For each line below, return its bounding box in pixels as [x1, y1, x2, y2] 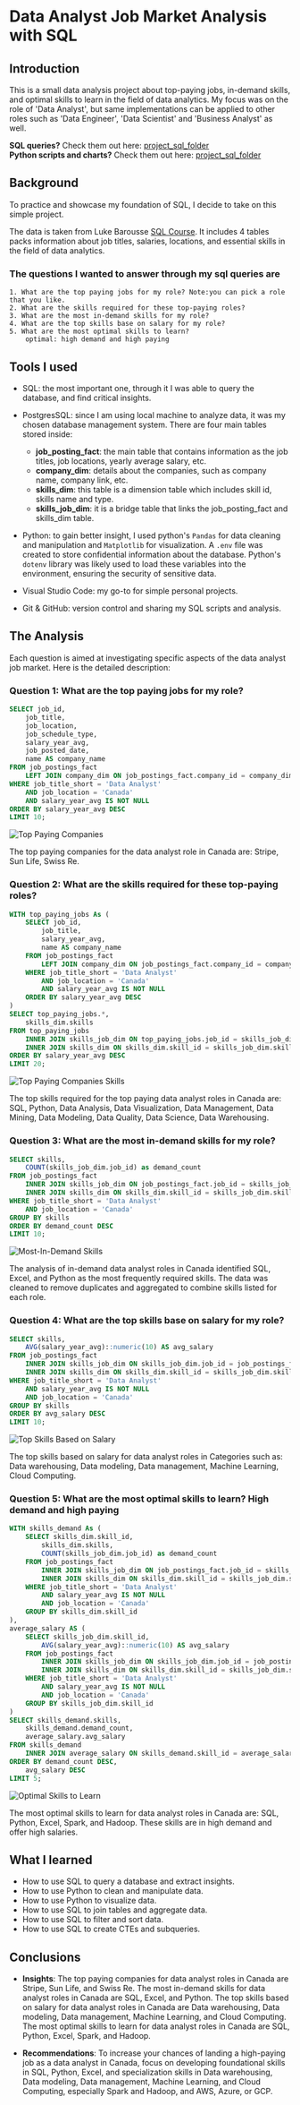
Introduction [9, 61, 80, 76]
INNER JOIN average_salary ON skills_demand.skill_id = [25, 1749, 238, 1758]
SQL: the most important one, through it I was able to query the [21, 382, 254, 393]
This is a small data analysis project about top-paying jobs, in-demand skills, [9, 85, 291, 95]
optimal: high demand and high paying [25, 335, 170, 344]
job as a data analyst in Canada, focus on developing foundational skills [21, 2058, 286, 2068]
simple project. [9, 209, 64, 219]
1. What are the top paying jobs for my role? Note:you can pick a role [9, 288, 286, 297]
